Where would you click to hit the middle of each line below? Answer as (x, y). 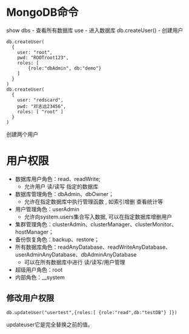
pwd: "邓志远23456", (42, 106)
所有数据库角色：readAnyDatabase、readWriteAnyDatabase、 (93, 247)
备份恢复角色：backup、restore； (57, 239)
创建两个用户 (22, 134)
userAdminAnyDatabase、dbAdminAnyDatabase (76, 254)
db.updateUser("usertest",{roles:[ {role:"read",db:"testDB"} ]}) (92, 312)
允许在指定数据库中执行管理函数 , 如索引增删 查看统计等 (94, 201)
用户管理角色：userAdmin (47, 209)
